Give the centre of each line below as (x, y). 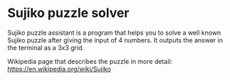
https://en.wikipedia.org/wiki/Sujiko (59, 69)
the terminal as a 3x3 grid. (46, 47)
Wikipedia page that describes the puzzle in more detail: (90, 61)
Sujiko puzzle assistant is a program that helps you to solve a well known (114, 33)
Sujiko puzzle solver (68, 13)
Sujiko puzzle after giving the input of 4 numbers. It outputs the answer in (115, 40)
